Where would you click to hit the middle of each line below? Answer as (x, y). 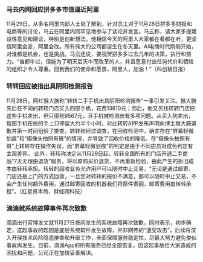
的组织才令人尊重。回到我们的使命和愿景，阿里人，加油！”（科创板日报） (98, 69)
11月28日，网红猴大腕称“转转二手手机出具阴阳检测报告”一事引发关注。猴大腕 (101, 100)
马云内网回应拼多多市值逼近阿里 (53, 9)
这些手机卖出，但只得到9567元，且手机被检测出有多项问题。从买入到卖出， (100, 115)
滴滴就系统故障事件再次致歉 (47, 208)
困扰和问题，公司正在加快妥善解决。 (51, 252)
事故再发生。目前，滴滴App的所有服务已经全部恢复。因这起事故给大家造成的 (101, 245)
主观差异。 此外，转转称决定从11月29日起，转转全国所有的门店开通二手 (95, 153)
